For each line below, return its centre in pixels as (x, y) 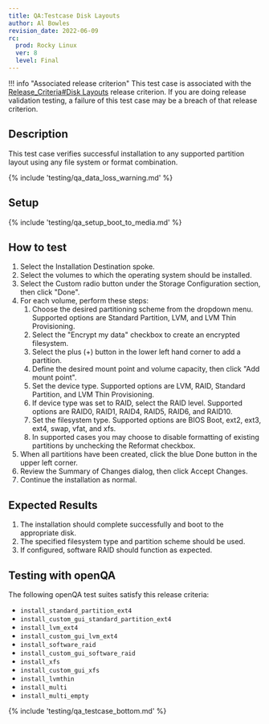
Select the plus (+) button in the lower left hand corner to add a (136, 352)
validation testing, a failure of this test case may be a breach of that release (133, 100)
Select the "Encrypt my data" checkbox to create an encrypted (136, 335)
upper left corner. (49, 463)
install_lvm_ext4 (49, 628)
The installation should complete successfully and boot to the (122, 525)
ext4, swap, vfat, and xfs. (74, 429)
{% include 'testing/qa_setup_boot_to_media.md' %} (95, 222)
